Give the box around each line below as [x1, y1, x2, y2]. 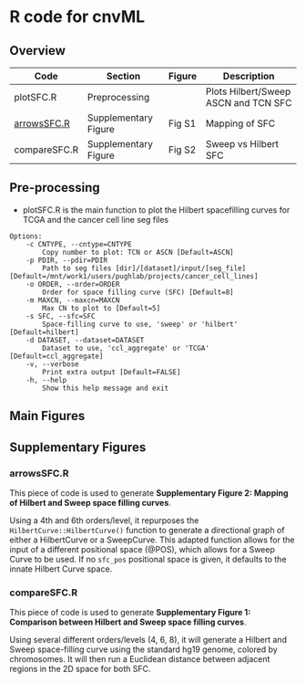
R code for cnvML [9, 6, 146, 27]
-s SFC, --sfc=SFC [25, 311, 96, 320]
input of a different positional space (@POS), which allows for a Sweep [9, 543, 275, 554]
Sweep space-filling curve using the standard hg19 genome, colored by [9, 644, 278, 655]
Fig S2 [168, 143, 197, 156]
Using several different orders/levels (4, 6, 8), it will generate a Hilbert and [9, 635, 287, 646]
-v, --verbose [25, 359, 79, 369]
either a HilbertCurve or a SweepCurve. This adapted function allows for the [9, 534, 295, 545]
